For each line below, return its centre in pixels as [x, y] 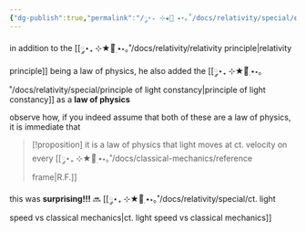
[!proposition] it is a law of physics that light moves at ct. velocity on [159, 144]
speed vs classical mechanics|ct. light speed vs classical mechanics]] [141, 217]
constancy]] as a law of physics [70, 99]
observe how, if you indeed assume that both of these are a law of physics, [150, 117]
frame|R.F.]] [54, 177]
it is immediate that [45, 127]
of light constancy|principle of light [200, 90]
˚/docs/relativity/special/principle [71, 90]
